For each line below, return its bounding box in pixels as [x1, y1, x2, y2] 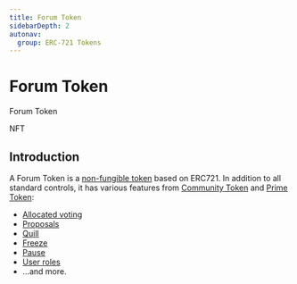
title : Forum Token [9, 13, 82, 22]
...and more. [21, 266, 67, 277]
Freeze [21, 238, 48, 248]
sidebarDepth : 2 [9, 21, 70, 30]
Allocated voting [21, 209, 83, 220]
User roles [21, 256, 61, 267]
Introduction [9, 149, 80, 164]
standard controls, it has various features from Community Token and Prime [9, 182, 288, 193]
